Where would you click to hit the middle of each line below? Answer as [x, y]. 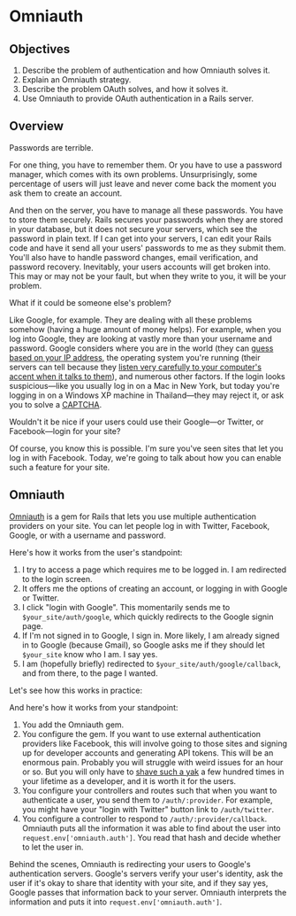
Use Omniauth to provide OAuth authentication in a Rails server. [138, 98]
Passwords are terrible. [52, 147]
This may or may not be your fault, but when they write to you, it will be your [148, 276]
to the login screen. [57, 578]
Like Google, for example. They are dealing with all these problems [131, 320]
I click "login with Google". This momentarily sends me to [126, 607]
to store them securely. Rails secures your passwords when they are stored [146, 220]
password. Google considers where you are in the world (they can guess [141, 348]
